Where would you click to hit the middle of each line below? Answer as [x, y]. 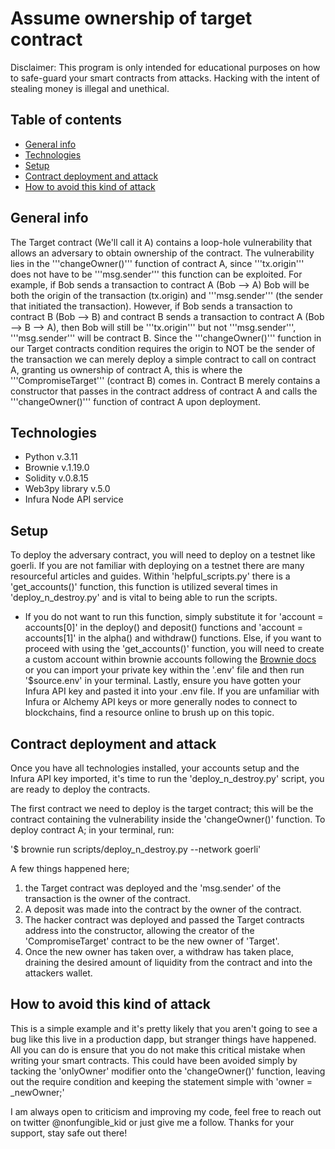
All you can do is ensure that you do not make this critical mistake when [158, 1049]
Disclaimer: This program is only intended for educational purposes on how [165, 67]
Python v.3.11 [51, 457]
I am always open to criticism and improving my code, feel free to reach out [166, 1111]
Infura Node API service [74, 499]
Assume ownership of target [131, 18]
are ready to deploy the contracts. [80, 789]
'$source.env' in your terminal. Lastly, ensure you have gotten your [163, 681]
